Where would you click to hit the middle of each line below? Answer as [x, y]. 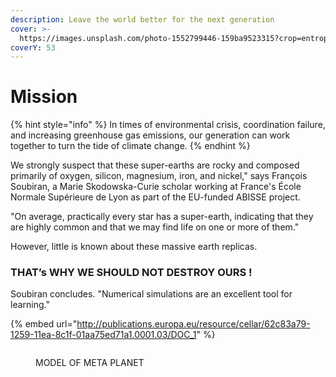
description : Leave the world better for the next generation [142, 19]
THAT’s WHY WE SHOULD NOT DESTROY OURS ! [131, 273]
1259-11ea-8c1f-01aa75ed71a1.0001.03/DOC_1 [103, 335]
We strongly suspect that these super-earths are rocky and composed [155, 165]
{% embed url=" [44, 324]
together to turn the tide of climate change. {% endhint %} [130, 146]
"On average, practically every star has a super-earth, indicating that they [162, 217]
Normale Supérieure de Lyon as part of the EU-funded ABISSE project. [155, 197]
